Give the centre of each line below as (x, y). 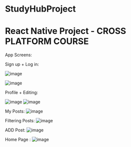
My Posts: (15, 111)
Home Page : (18, 140)
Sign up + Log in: (22, 65)
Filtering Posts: (20, 121)
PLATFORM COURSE (47, 41)
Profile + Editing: (22, 93)
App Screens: (19, 55)
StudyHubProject (40, 9)
